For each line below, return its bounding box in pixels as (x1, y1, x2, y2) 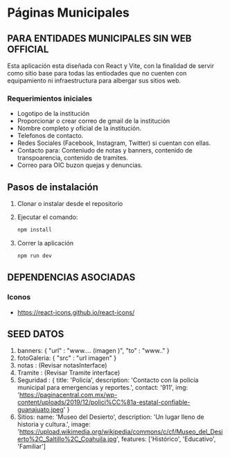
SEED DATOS (7, 328, 64, 340)
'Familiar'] (17, 442, 46, 451)
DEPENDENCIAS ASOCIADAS (7, 272, 136, 284)
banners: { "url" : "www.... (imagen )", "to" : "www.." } (17, 347, 170, 355)
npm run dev (17, 252, 52, 259)
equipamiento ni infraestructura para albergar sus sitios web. (7, 76, 182, 85)
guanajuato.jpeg (17, 406, 64, 414)
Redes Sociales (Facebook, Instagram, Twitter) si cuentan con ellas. (17, 139, 211, 147)
